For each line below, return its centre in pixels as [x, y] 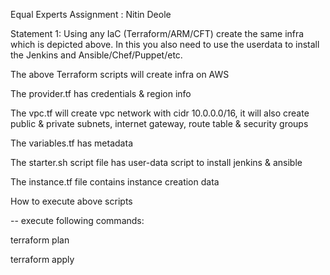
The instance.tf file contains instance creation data [115, 182]
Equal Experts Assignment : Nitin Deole [91, 14]
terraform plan [40, 240]
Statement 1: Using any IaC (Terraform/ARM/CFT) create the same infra [157, 33]
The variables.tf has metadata [71, 143]
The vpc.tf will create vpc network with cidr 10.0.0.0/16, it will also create [160, 113]
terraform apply [42, 259]
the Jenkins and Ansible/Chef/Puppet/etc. [96, 55]
